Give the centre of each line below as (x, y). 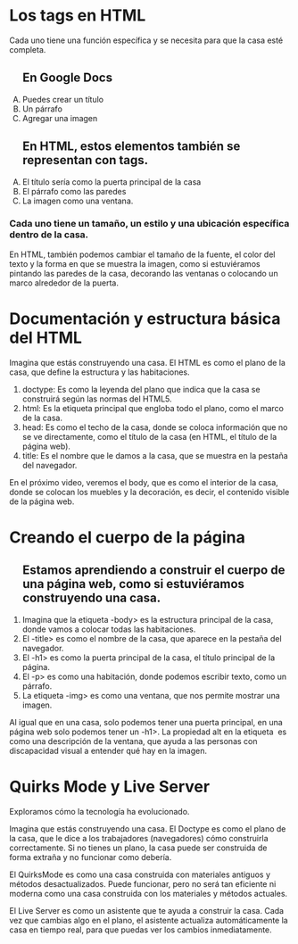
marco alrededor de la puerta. (64, 283)
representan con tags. (85, 160)
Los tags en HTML (78, 16)
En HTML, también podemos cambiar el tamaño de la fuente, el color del (142, 254)
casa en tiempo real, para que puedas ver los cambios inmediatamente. (141, 930)
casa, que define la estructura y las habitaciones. (99, 372)
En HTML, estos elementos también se (131, 147)
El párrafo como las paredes (74, 191)
